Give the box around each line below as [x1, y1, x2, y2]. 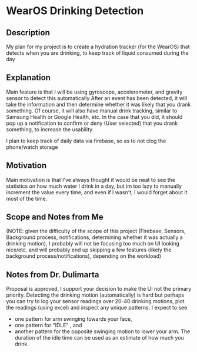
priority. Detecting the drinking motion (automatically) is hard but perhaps [6, 291, 185, 298]
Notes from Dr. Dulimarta [6, 270, 99, 280]
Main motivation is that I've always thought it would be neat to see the [6, 176, 175, 183]
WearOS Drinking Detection [6, 4, 144, 18]
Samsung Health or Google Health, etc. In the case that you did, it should [6, 113, 183, 120]
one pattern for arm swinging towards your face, [14, 316, 132, 323]
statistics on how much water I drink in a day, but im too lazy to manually [6, 182, 182, 190]
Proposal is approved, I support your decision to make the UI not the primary [6, 285, 192, 293]
